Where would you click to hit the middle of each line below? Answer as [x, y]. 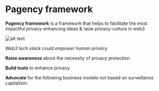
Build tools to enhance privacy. [38, 68]
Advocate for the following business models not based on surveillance [79, 77]
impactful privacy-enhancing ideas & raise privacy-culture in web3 [75, 28]
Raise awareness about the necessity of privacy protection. [68, 58]
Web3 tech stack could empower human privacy [57, 48]
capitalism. [17, 83]
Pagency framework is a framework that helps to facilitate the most [76, 23]
